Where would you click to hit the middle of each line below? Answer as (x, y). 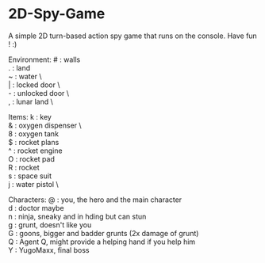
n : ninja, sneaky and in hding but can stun (77, 216)
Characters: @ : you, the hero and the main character (95, 200)
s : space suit (30, 176)
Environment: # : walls (44, 59)
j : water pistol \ (33, 184)
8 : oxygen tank (34, 133)
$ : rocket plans (34, 142)
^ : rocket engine (35, 151)
